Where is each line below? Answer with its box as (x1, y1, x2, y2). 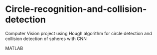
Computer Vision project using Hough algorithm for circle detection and (5, 30, 152, 36)
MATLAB (5, 45, 23, 51)
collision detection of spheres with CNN (5, 36, 87, 42)
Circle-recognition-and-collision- (5, 3, 147, 15)
